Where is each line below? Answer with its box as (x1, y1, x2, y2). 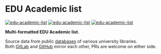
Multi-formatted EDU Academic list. (5, 29, 80, 35)
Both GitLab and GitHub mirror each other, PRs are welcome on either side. (5, 43, 157, 49)
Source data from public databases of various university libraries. (5, 38, 137, 44)
